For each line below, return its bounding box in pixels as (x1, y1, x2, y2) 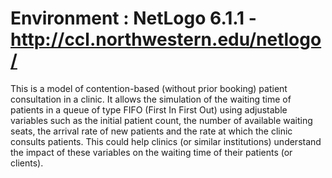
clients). (10, 157, 44, 169)
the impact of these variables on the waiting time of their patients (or (10, 146, 293, 158)
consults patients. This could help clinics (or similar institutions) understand (10, 135, 322, 147)
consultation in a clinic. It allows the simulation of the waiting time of (10, 93, 292, 105)
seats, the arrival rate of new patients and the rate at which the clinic (10, 125, 293, 137)
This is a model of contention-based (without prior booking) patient (10, 82, 288, 94)
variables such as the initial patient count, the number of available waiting (10, 114, 313, 126)
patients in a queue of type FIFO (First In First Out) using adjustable (10, 103, 288, 116)
